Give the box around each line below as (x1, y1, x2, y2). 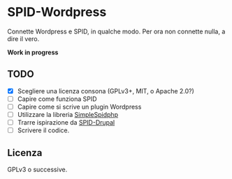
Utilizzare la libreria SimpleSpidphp (17, 110, 119, 118)
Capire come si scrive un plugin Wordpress (17, 102, 142, 111)
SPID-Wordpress (7, 4, 107, 20)
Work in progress (7, 48, 59, 56)
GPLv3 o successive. (7, 165, 68, 173)
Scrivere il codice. (17, 126, 70, 134)
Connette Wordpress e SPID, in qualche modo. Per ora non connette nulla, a (7, 27, 226, 36)
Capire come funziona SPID (17, 95, 97, 103)
